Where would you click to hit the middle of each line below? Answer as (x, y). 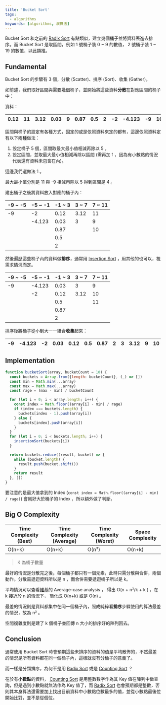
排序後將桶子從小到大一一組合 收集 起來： (46, 331)
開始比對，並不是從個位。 (31, 698)
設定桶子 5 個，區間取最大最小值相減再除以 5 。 (61, 148)
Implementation (30, 361)
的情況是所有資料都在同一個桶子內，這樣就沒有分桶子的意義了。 (70, 658)
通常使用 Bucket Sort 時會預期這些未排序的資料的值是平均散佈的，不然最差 (81, 651)
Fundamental (26, 67)
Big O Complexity (33, 515)
